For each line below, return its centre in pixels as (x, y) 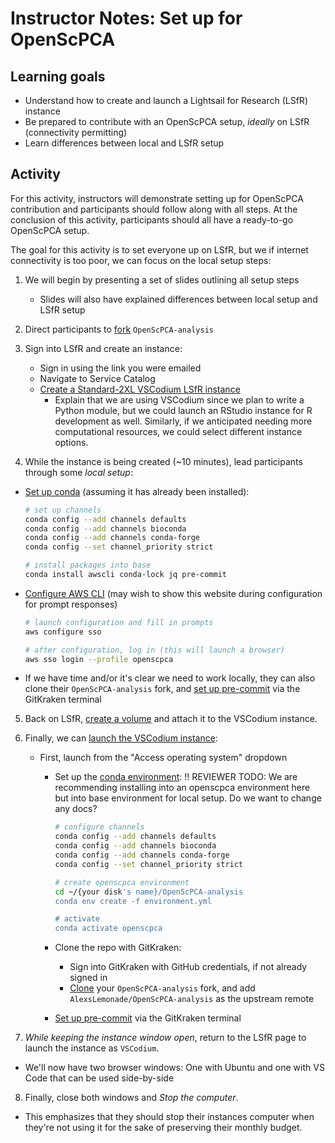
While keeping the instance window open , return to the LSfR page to (165, 1038)
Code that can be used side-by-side (99, 1078)
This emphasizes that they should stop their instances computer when (169, 1117)
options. (71, 442)
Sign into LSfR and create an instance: (103, 348)
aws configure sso (63, 632)
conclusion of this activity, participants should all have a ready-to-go (152, 219)
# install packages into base (88, 565)
